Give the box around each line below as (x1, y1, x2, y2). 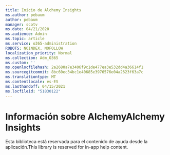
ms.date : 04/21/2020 (5, 27, 50, 32)
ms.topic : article (5, 36, 45, 42)
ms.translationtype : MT (5, 74, 56, 80)
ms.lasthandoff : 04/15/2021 (5, 84, 66, 89)
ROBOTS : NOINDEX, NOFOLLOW (5, 46, 63, 51)
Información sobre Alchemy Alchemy (5, 111, 165, 122)
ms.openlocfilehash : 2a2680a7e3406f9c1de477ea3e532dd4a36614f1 (5, 65, 144, 70)
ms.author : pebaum (5, 12, 45, 17)
